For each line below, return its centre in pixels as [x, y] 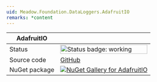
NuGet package [32, 69]
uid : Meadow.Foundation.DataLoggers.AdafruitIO [68, 12]
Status [19, 49]
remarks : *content [30, 18]
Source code [28, 60]
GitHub [70, 60]
